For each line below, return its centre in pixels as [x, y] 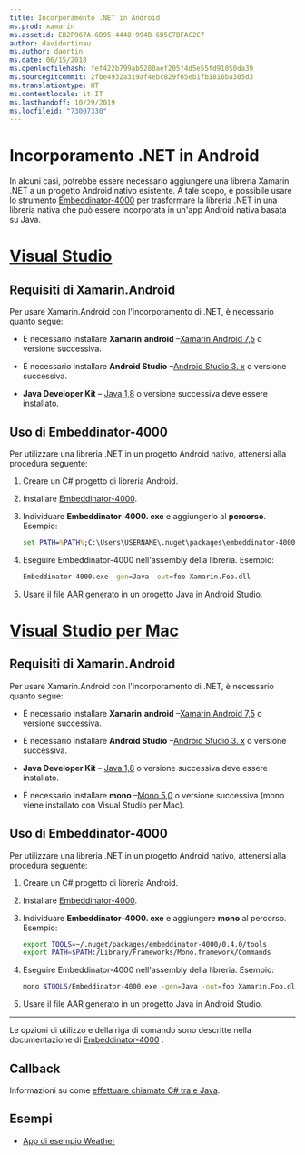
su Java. [25, 220]
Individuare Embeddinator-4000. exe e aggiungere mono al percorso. [155, 918]
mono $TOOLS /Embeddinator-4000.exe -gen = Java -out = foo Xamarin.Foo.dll [161, 987]
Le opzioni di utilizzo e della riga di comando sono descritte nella [131, 1030]
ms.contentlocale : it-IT [56, 94]
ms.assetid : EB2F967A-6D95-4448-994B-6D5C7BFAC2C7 [107, 35]
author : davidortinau [50, 43]
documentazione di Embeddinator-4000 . [87, 1040]
